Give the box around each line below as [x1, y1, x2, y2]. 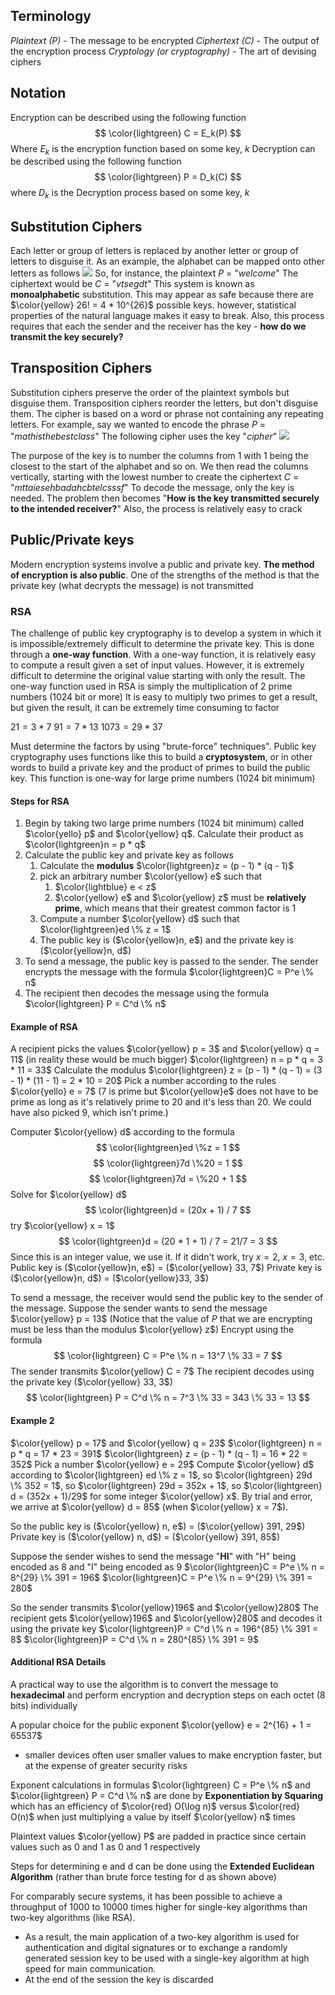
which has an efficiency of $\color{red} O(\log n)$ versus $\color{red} [10, 1800, 300, 1812]
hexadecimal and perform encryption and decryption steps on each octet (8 [10, 1689, 326, 1701]
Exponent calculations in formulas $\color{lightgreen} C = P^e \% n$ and [10, 1779, 311, 1791]
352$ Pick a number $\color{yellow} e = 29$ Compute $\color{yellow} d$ [10, 1458, 315, 1470]
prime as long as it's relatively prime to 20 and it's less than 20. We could [10, 1096, 312, 1108]
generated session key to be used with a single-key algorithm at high [24, 1952, 310, 1964]
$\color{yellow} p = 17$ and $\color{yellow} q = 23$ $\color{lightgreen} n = [10, 1437, 323, 1449]
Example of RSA [10, 1020, 78, 1033]
